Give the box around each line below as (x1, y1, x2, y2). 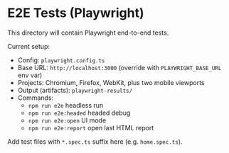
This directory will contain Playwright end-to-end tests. (7, 28, 169, 37)
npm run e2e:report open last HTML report (28, 123, 154, 132)
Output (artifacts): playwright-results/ (17, 86, 133, 94)
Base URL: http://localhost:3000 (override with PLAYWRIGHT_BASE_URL (17, 63, 222, 72)
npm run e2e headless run (28, 101, 104, 109)
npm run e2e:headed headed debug (28, 108, 131, 117)
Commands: (17, 93, 54, 102)
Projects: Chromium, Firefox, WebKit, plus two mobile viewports (17, 78, 205, 86)
